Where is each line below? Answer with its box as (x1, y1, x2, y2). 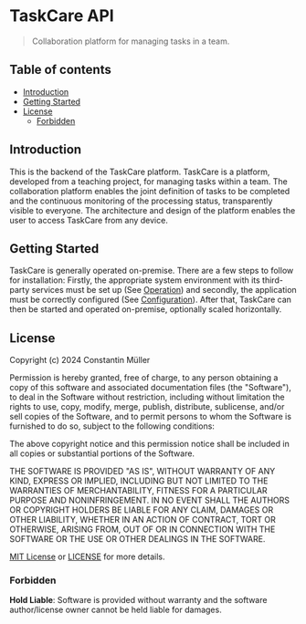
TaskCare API (9, 5, 114, 26)
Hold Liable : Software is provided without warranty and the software (9, 595, 268, 606)
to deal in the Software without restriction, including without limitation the (9, 391, 285, 402)
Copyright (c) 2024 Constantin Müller (9, 355, 151, 366)
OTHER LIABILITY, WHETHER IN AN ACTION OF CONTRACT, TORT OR (9, 515, 276, 525)
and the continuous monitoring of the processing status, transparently (9, 195, 273, 206)
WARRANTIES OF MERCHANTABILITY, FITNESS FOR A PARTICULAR (9, 485, 268, 496)
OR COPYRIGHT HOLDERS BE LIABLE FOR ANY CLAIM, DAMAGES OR (9, 504, 274, 515)
